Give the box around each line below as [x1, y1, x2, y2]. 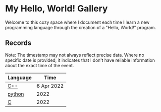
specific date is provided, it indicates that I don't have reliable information [5, 57, 155, 63]
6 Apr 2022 [36, 82, 64, 89]
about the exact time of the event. [5, 62, 74, 68]
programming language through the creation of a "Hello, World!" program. [5, 24, 156, 30]
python [7, 90, 24, 97]
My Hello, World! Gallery [5, 3, 108, 14]
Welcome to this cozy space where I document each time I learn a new [5, 19, 150, 25]
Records [5, 39, 32, 47]
